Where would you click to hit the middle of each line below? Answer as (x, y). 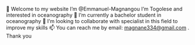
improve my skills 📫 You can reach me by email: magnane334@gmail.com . (98, 28)
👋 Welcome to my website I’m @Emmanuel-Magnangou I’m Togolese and (94, 9)
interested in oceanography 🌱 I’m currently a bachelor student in (84, 15)
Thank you (19, 36)
